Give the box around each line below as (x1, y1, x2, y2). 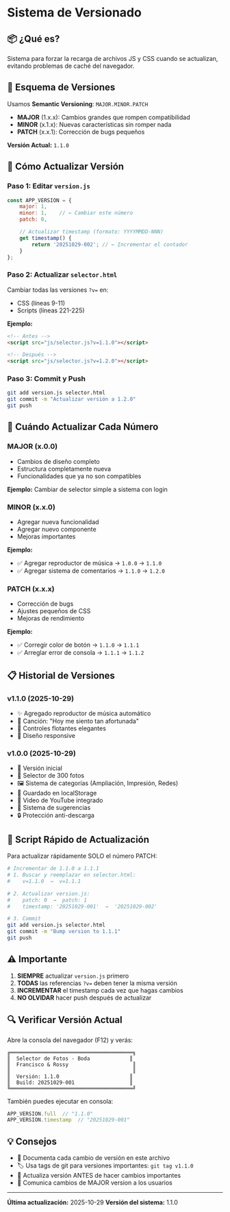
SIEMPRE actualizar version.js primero (16, 972, 129, 980)
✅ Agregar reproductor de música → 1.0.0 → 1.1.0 (16, 559, 162, 567)
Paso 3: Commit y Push (7, 374, 86, 384)
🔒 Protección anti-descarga (16, 811, 94, 819)
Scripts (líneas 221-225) (16, 306, 85, 314)
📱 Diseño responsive (16, 732, 75, 740)
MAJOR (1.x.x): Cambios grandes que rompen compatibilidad (16, 113, 190, 121)
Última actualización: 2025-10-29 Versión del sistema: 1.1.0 (7, 1198, 178, 1207)
